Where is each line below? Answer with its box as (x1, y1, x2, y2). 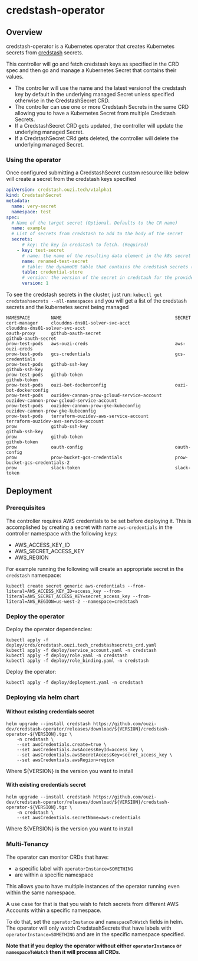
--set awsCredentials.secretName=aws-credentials (16, 815, 141, 821)
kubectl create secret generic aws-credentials (6, 583, 126, 589)
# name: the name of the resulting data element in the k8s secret (21, 252, 192, 259)
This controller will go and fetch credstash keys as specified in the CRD (6, 60, 180, 67)
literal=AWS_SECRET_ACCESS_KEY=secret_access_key (6, 593, 131, 599)
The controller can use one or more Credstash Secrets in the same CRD (14, 103, 189, 110)
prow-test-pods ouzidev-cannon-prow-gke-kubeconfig (6, 403, 141, 409)
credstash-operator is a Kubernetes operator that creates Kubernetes (6, 43, 175, 50)
